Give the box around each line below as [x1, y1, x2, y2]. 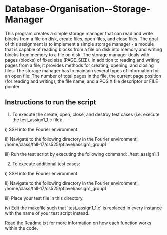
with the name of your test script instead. [5, 210, 90, 216]
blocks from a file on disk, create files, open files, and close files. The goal [5, 36, 158, 42]
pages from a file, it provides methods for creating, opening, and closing [5, 62, 154, 68]
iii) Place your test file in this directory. [5, 195, 84, 201]
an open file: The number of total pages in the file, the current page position [5, 73, 161, 79]
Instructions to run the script [5, 98, 96, 107]
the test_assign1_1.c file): [12, 116, 63, 123]
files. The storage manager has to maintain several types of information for [5, 67, 159, 73]
